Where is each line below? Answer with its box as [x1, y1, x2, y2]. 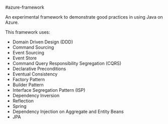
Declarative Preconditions [12, 66, 66, 72]
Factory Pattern [12, 77, 45, 82]
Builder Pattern [12, 82, 44, 88]
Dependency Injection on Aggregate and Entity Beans [12, 108, 124, 114]
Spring [12, 103, 27, 109]
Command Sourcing [12, 44, 54, 50]
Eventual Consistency [12, 71, 58, 77]
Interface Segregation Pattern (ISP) [12, 87, 86, 93]
